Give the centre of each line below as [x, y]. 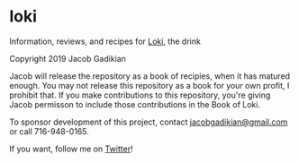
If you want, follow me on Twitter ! [71, 149]
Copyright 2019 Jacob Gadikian [68, 58]
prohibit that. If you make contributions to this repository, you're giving [140, 95]
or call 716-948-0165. [50, 131]
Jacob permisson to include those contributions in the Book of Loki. [135, 104]
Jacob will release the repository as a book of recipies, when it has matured [150, 76]
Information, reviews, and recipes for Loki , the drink [105, 41]
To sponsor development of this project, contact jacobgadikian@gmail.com [149, 122]
